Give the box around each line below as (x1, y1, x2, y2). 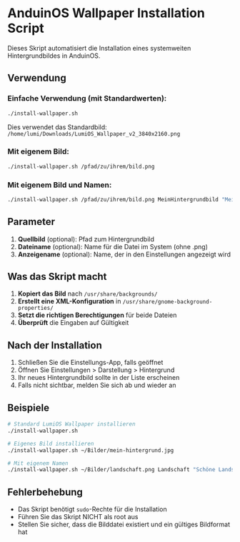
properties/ (17, 305, 54, 312)
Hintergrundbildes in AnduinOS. (7, 51, 101, 60)
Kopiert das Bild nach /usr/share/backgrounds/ (17, 289, 159, 298)
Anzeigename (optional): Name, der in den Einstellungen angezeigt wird (17, 250, 231, 259)
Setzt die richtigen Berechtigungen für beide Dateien (17, 311, 177, 319)
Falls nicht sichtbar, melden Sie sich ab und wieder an (17, 381, 176, 390)
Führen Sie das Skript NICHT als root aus (17, 513, 139, 521)
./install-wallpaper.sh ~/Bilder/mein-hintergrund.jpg (7, 446, 174, 454)
